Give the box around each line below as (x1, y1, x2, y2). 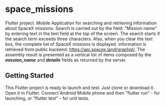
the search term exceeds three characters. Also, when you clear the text (5, 36, 153, 42)
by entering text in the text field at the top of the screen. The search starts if (5, 30, 160, 36)
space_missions (5, 3, 73, 15)
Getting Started (5, 71, 54, 80)
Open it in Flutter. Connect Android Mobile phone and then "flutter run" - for (5, 90, 160, 96)
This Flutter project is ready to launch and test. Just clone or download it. (5, 85, 155, 91)
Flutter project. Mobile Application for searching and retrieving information (5, 20, 157, 26)
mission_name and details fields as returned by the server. (5, 57, 127, 63)
